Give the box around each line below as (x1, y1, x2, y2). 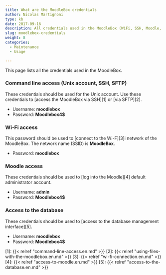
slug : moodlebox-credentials (5, 30, 66, 35)
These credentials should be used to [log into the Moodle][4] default (5, 174, 146, 180)
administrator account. (5, 179, 52, 185)
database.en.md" (5, 264, 41, 270)
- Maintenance (9, 44, 39, 49)
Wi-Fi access (5, 123, 38, 130)
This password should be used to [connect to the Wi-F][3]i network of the (5, 135, 157, 141)
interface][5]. (5, 223, 32, 229)
